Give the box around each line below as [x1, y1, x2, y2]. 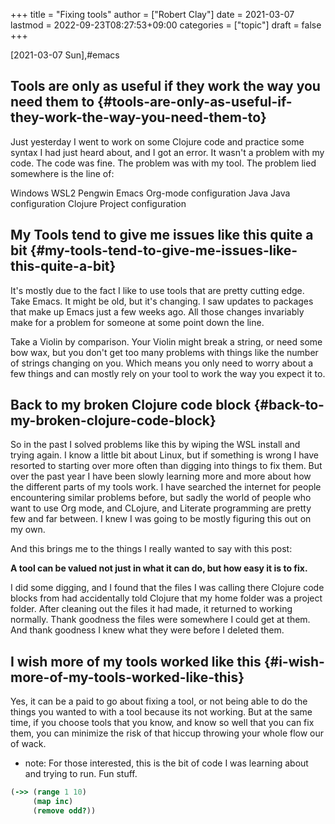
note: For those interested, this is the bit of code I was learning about [24, 757, 309, 769]
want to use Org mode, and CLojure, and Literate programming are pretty [10, 502, 312, 514]
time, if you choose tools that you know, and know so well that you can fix [10, 717, 315, 729]
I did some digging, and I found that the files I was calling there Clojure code [10, 582, 325, 594]
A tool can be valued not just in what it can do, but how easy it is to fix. [10, 562, 308, 574]
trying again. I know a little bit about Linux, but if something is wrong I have [10, 449, 319, 461]
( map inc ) [32, 797, 74, 807]
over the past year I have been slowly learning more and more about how [10, 470, 312, 483]
